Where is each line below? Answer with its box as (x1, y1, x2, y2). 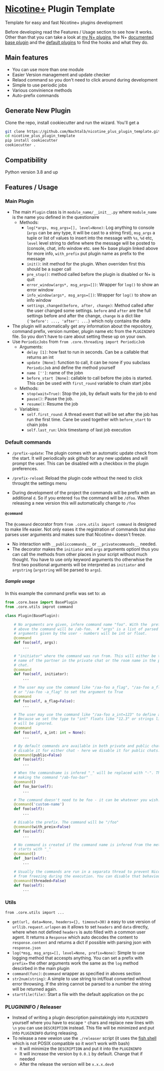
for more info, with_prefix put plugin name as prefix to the (26, 250, 145, 256)
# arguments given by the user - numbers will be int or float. (14, 631, 147, 636)
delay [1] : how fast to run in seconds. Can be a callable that (26, 349, 149, 355)
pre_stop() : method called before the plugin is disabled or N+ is (26, 271, 155, 277)
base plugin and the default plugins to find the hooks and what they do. (5, 39, 149, 45)
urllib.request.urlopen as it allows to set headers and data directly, (12, 924, 149, 929)
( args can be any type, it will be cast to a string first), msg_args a (26, 229, 155, 235)
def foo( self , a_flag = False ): (14, 699, 76, 703)
